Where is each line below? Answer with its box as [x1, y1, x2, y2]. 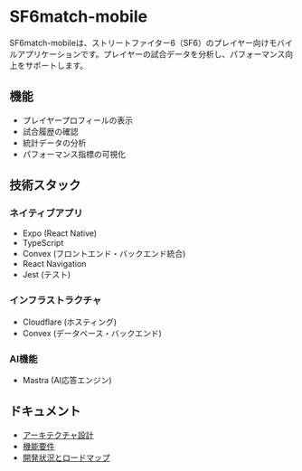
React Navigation [22, 259, 87, 269]
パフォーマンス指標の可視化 [22, 148, 127, 159]
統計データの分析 [22, 137, 87, 148]
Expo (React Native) [22, 228, 98, 239]
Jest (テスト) [22, 269, 71, 280]
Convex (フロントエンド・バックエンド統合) [22, 249, 186, 259]
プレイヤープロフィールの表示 [22, 115, 134, 126]
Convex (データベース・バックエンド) [22, 327, 163, 338]
